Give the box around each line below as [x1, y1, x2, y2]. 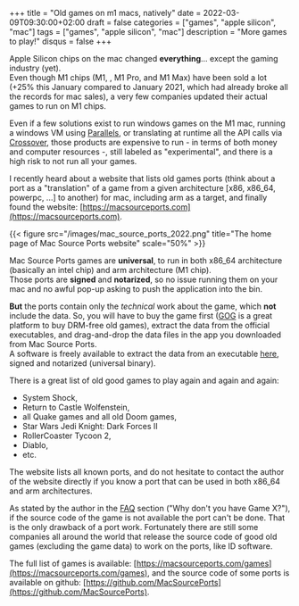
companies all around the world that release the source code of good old [9, 531, 278, 542]
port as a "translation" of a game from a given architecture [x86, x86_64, [9, 183, 277, 193]
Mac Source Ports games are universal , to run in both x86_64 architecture [9, 255, 283, 266]
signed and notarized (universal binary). [9, 358, 156, 369]
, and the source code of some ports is [146, 568, 290, 578]
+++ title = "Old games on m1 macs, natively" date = [9, 8, 202, 18]
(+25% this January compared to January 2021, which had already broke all [9, 82, 288, 92]
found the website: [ [9, 202, 83, 212]
